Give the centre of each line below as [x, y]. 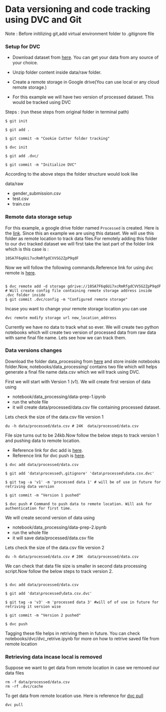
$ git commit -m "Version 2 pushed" [43, 615]
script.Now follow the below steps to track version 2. [59, 571]
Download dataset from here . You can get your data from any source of [85, 57]
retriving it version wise [33, 606]
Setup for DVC [23, 46]
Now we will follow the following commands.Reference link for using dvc [79, 267]
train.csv [21, 204]
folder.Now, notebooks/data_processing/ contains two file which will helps [81, 366]
